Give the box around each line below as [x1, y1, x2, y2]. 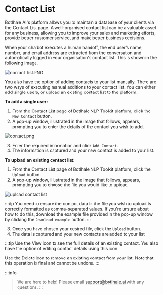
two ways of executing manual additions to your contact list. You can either [5, 84, 156, 90]
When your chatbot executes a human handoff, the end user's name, [5, 44, 143, 50]
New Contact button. [12, 113, 52, 119]
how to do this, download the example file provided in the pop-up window [5, 211, 153, 217]
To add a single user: [5, 98, 48, 104]
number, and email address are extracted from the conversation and [5, 50, 142, 55]
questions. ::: [17, 284, 43, 290]
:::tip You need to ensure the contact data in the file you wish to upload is [5, 201, 152, 206]
